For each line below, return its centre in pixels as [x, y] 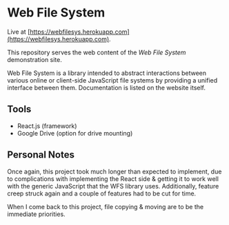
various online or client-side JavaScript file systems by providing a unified [112, 80]
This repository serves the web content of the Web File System [97, 52]
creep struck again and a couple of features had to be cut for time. [102, 193]
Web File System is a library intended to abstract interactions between [107, 73]
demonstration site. [34, 59]
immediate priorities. [36, 214]
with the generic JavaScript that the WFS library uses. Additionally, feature [113, 186]
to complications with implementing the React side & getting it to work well [113, 179]
